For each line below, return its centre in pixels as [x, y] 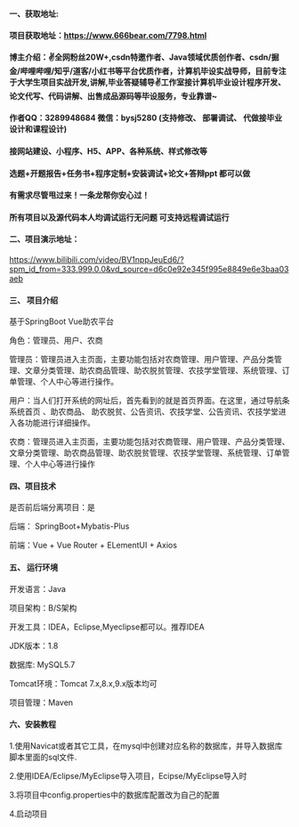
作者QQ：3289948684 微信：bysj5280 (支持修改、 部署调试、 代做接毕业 [146, 118]
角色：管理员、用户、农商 [56, 341]
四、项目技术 [32, 486]
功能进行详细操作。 [60, 423]
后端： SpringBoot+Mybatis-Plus [69, 526]
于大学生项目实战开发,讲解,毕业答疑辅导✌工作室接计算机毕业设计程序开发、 [148, 82]
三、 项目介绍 [34, 300]
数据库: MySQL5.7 [42, 664]
